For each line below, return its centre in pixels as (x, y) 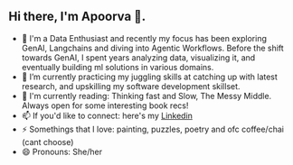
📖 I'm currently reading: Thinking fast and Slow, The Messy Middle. (146, 96)
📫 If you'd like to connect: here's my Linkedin (107, 115)
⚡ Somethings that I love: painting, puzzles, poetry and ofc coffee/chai (152, 129)
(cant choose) (47, 142)
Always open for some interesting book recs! (105, 105)
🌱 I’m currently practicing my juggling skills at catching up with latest (149, 77)
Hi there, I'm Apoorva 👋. (77, 17)
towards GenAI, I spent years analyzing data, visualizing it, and (138, 57)
